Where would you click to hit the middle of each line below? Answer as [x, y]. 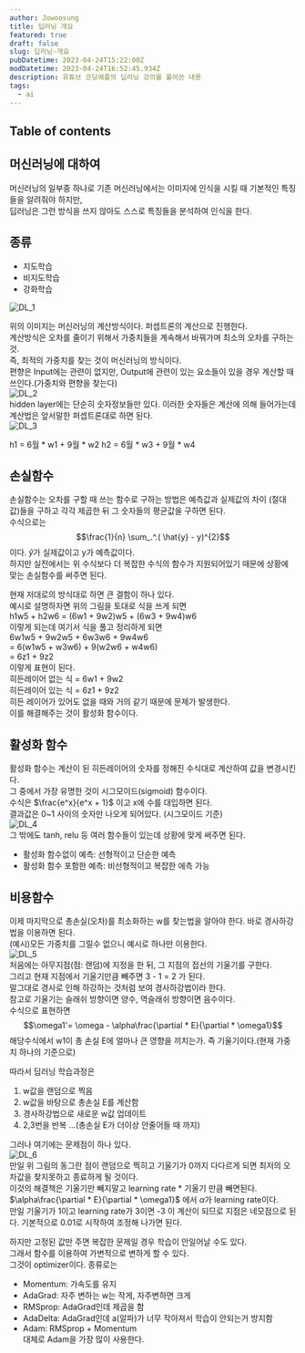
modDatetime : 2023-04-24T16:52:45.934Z [85, 69]
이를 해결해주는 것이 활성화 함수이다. [74, 713]
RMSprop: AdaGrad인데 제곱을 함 [83, 1307]
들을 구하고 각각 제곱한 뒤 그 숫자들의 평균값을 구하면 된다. [122, 511]
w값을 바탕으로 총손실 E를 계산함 [81, 1102]
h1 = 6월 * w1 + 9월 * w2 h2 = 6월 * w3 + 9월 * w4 [102, 444]
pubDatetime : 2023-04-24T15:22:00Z [77, 60]
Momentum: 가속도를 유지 [69, 1284]
